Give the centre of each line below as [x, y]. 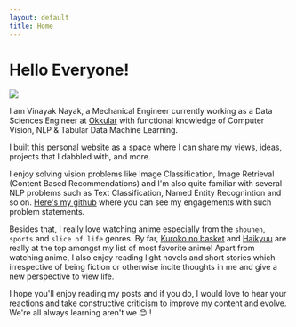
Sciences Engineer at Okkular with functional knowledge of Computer [137, 120]
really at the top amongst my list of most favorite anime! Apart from [132, 248]
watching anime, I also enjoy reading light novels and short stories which [142, 258]
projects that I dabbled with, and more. [80, 157]
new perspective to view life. [62, 276]
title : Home [31, 26]
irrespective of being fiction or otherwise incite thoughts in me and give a [144, 267]
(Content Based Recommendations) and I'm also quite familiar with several [146, 184]
